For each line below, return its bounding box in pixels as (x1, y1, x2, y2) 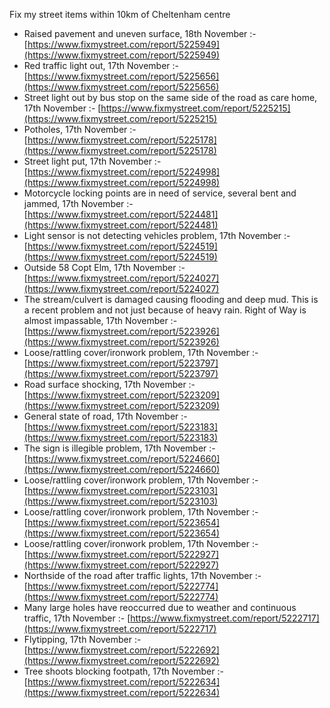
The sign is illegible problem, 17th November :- (23, 442, 216, 454)
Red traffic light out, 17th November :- (23, 60, 180, 71)
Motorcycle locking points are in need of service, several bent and (23, 187, 297, 199)
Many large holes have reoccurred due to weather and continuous (23, 602, 297, 613)
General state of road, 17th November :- (23, 410, 188, 422)
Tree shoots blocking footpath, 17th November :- (23, 665, 224, 677)
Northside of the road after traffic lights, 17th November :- (23, 570, 262, 581)
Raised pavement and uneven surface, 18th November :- (23, 28, 257, 39)
